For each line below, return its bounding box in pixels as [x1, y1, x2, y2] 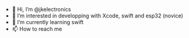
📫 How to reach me [11, 25, 62, 33]
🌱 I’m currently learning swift [11, 19, 84, 25]
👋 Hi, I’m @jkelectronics [11, 6, 71, 13]
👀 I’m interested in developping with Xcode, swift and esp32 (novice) [11, 12, 184, 19]
